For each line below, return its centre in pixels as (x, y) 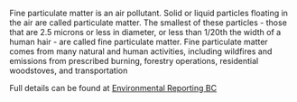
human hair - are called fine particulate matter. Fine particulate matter (139, 42)
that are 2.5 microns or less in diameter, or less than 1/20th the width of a (145, 32)
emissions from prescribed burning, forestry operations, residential (134, 61)
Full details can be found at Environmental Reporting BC (113, 88)
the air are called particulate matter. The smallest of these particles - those (148, 23)
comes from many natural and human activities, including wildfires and (141, 51)
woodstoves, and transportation (69, 70)
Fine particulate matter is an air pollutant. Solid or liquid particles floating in (149, 13)
